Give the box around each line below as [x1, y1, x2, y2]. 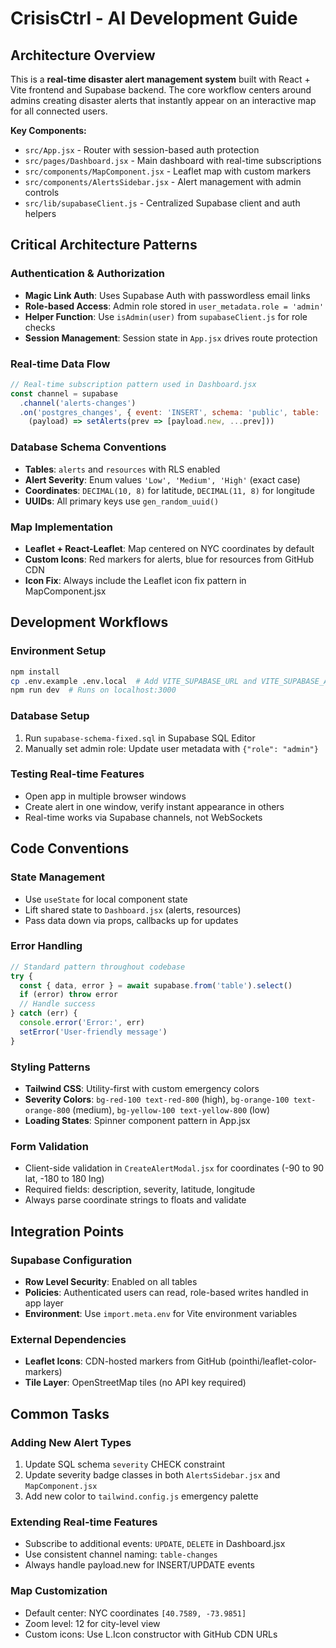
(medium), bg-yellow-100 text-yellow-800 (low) [72, 1104, 271, 1116]
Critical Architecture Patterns [10, 237, 198, 254]
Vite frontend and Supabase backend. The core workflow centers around [10, 84, 312, 96]
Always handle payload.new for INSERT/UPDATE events [24, 1559, 255, 1571]
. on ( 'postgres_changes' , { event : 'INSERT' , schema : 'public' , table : [19, 407, 320, 417]
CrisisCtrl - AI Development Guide [10, 7, 298, 30]
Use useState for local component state [24, 893, 188, 905]
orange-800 [24, 1106, 71, 1116]
